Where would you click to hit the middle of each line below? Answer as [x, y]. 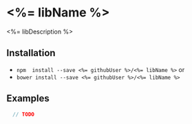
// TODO [24, 114]
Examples [28, 98]
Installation [31, 53]
